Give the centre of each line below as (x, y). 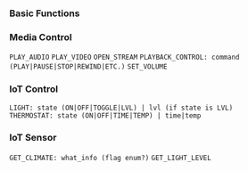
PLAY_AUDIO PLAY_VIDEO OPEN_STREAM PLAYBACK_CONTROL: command (124, 57)
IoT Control (34, 89)
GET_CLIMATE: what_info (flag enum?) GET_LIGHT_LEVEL (110, 158)
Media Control (41, 37)
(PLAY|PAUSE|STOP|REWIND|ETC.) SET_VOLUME (88, 67)
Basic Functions (45, 13)
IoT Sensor (33, 138)
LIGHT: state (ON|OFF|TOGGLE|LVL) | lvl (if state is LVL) (121, 108)
